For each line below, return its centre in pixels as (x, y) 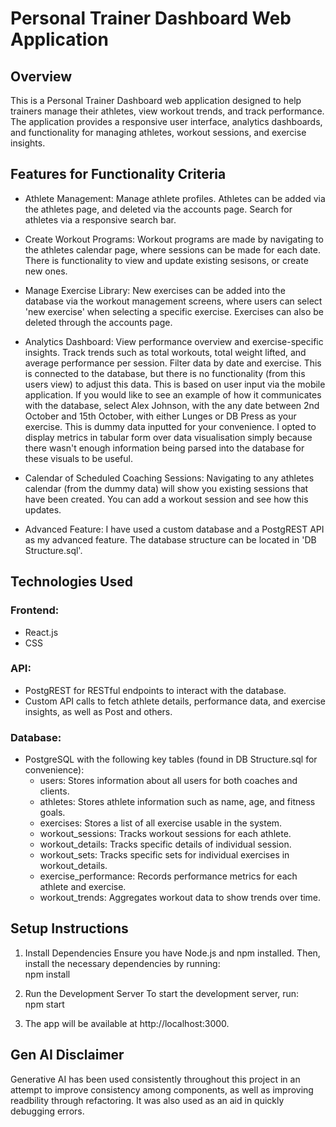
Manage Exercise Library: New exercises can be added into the (155, 290)
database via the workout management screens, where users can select (173, 301)
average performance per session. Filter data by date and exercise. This (173, 363)
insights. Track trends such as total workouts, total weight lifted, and (165, 352)
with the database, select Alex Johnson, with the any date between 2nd (172, 405)
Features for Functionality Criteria (118, 174)
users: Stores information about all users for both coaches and (168, 781)
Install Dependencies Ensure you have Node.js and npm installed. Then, (172, 953)
